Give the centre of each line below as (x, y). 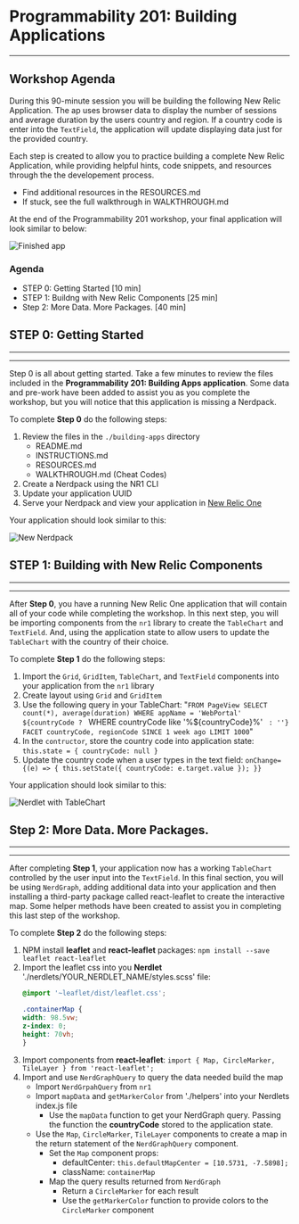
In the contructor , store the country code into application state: (138, 740)
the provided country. (49, 138)
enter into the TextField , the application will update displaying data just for (146, 129)
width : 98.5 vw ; (50, 1018)
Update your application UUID (77, 493)
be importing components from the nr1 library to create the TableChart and (146, 623)
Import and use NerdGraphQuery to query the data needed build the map (152, 1077)
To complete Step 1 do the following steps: (87, 658)
